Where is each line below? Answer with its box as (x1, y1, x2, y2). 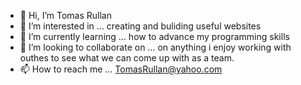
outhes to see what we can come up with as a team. (19, 52, 235, 64)
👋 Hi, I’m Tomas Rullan (19, 10, 112, 21)
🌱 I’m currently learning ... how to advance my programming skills (19, 31, 290, 42)
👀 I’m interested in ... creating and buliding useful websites (19, 20, 262, 32)
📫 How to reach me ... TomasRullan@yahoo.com (19, 63, 223, 75)
